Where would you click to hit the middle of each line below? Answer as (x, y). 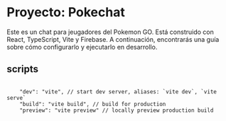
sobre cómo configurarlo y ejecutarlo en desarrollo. (82, 47)
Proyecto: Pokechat (66, 12)
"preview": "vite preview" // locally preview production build (117, 110)
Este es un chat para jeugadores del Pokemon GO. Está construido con (111, 32)
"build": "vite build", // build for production (93, 104)
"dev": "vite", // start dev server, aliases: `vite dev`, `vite (118, 92)
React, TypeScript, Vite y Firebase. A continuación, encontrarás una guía (113, 39)
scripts (22, 69)
